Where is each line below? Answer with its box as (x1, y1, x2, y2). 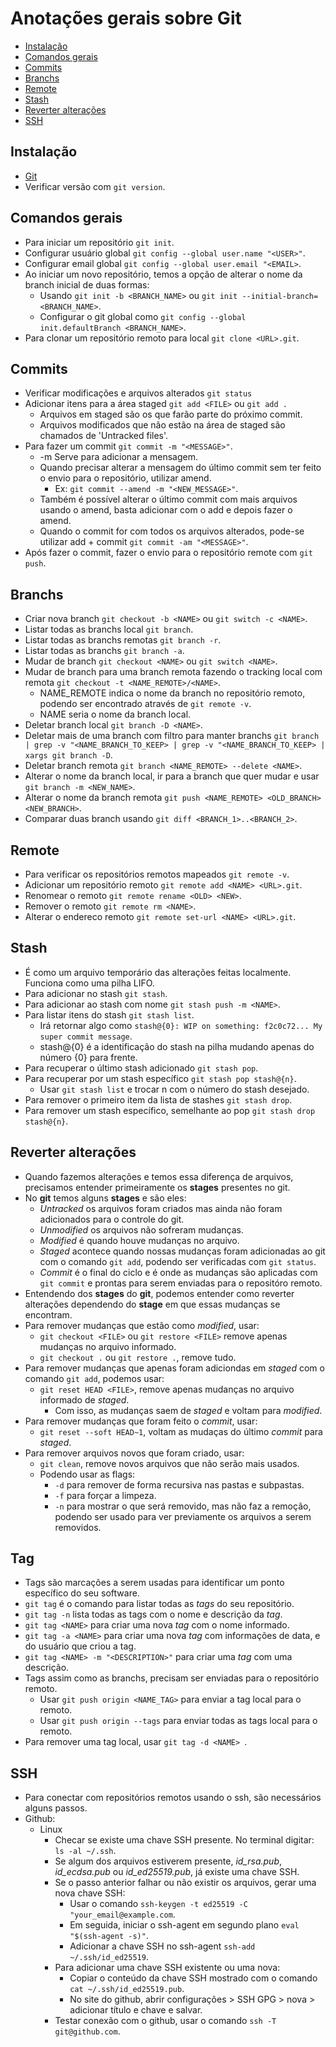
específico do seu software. (24, 1587, 140, 1599)
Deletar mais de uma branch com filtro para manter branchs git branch (24, 730, 320, 742)
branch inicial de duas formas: (24, 278, 150, 291)
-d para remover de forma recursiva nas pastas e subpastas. (54, 1478, 305, 1491)
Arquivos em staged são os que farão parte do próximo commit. (39, 408, 303, 421)
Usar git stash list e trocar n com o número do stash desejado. (39, 1083, 310, 1095)
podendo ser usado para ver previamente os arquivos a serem (54, 1510, 312, 1522)
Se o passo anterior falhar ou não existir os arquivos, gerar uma (54, 1877, 317, 1889)
